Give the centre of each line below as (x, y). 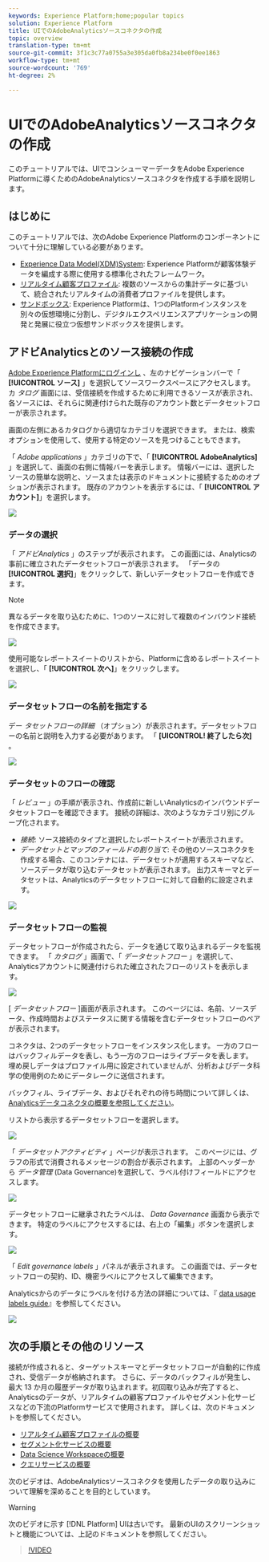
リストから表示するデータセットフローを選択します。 (96, 1120)
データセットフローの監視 (58, 927)
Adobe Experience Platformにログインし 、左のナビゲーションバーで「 (124, 373)
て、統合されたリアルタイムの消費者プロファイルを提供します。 (124, 294)
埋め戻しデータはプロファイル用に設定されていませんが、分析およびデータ (131, 1066)
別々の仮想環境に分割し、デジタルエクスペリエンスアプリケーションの (135, 314)
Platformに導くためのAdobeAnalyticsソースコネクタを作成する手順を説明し (132, 178)
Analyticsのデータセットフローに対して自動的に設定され (155, 880)
